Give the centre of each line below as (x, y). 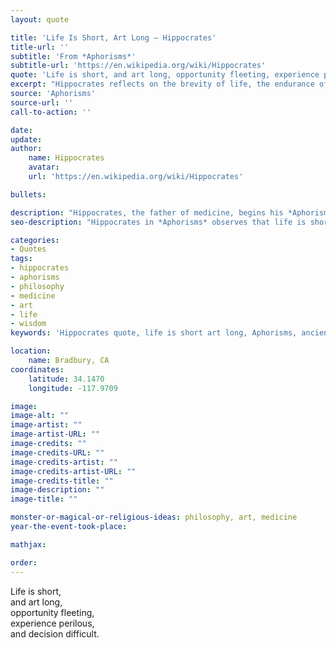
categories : (35, 240)
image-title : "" (44, 499)
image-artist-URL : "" (55, 434)
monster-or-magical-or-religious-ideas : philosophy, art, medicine (154, 517)
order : (24, 562)
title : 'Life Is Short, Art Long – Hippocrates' (113, 37)
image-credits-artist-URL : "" (73, 471)
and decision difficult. (55, 633)
